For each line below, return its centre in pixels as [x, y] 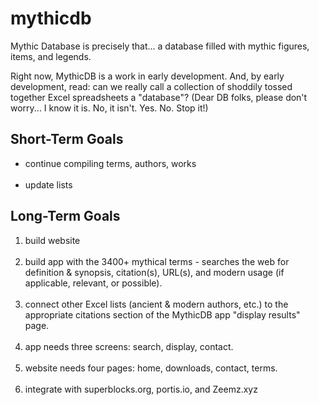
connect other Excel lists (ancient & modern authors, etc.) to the [156, 304]
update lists [48, 184]
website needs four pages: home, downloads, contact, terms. [151, 368]
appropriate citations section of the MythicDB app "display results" [162, 314]
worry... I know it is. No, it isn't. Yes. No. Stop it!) [109, 108]
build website [52, 240]
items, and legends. [51, 56]
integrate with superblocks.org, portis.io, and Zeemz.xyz [141, 389]
